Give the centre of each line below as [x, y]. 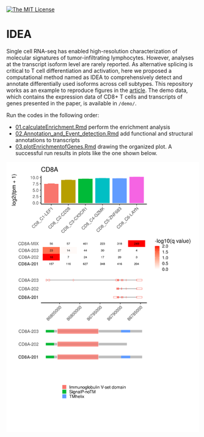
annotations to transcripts [48, 140]
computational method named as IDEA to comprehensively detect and [94, 77]
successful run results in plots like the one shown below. [86, 153]
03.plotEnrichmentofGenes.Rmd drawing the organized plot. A [93, 146]
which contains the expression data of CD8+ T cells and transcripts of [95, 97]
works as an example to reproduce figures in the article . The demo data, [97, 90]
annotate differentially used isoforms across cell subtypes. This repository [100, 83]
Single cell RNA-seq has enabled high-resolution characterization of [92, 51]
